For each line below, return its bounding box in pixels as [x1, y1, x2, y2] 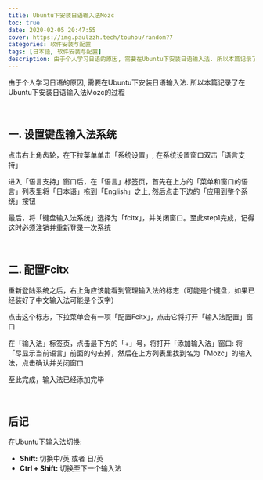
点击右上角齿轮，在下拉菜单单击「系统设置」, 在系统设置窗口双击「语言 [8, 150, 239, 159]
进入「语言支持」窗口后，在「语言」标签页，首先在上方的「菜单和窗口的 [8, 176, 241, 186]
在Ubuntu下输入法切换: [8, 437, 82, 447]
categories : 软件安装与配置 [8, 41, 92, 49]
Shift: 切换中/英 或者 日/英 [19, 454, 104, 464]
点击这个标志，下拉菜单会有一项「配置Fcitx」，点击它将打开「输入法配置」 [8, 311, 247, 322]
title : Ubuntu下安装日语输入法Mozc [8, 11, 115, 20]
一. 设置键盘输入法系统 [8, 128, 117, 141]
